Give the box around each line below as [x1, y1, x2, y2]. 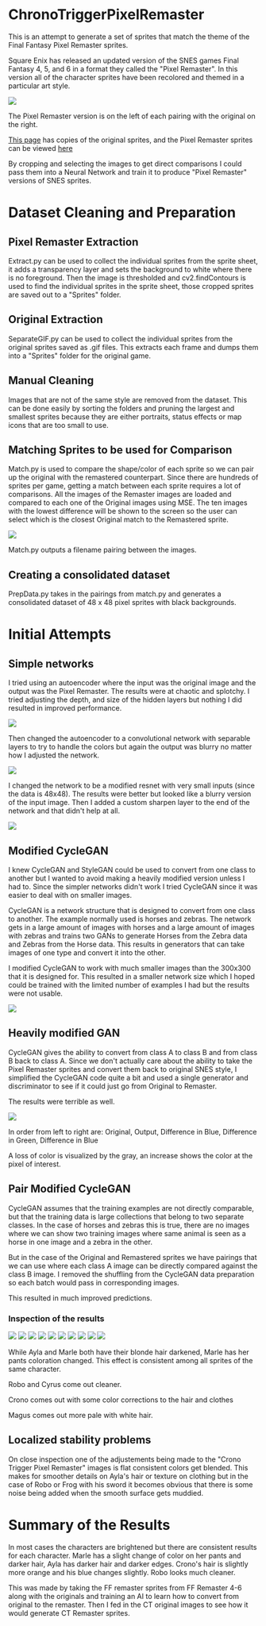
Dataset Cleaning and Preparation [8, 204, 237, 222]
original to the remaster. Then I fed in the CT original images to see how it [8, 1600, 249, 1609]
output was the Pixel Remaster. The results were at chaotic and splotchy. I [8, 687, 250, 696]
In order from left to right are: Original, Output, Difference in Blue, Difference [8, 1127, 257, 1136]
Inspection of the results [8, 1312, 105, 1324]
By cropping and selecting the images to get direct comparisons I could [8, 159, 242, 168]
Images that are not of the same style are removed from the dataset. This [8, 395, 248, 404]
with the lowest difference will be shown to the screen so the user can [8, 507, 237, 516]
